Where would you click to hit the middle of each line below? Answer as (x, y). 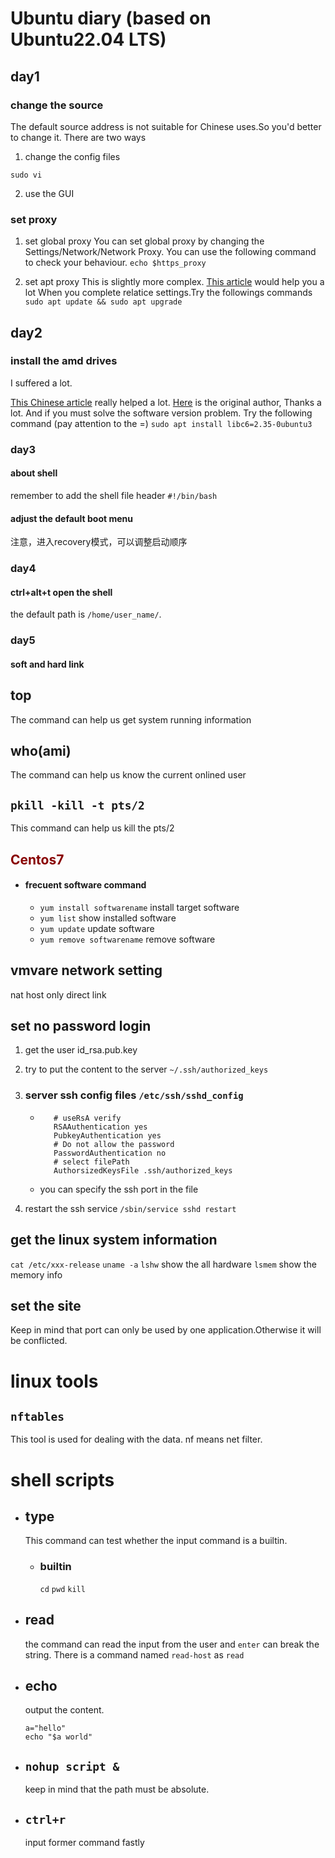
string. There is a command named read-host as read (134, 1654)
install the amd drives (64, 361)
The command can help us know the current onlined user (128, 775)
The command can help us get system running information (131, 719)
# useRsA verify (87, 1118)
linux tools (54, 1381)
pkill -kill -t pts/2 (77, 805)
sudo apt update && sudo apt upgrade (103, 302)
